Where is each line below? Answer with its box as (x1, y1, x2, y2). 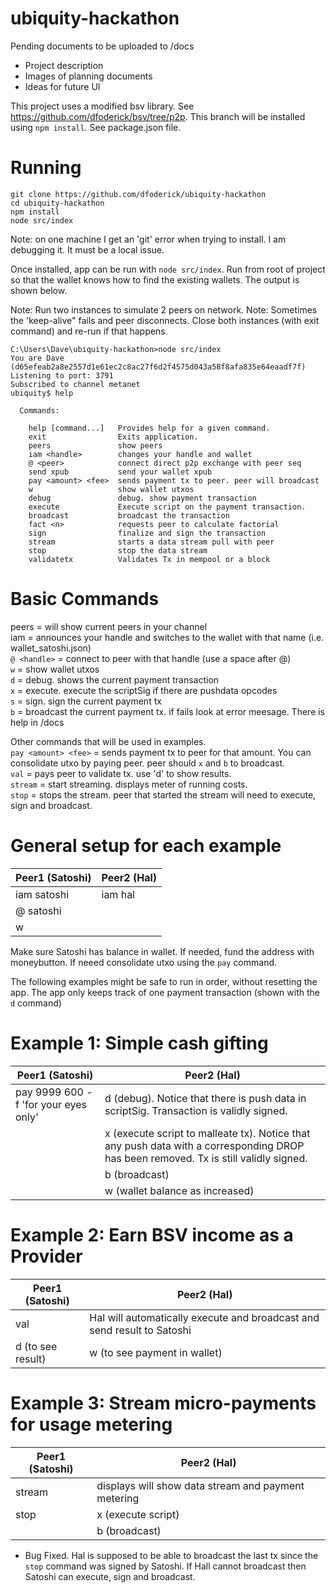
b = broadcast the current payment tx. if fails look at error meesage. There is (10, 705, 326, 717)
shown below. (10, 284, 68, 296)
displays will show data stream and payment (96, 1478, 305, 1492)
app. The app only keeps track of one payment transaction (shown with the (10, 986, 320, 998)
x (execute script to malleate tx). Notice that (104, 1126, 311, 1140)
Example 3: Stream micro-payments (10, 1392, 317, 1414)
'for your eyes (21, 1097, 87, 1111)
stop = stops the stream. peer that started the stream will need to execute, (10, 788, 317, 801)
